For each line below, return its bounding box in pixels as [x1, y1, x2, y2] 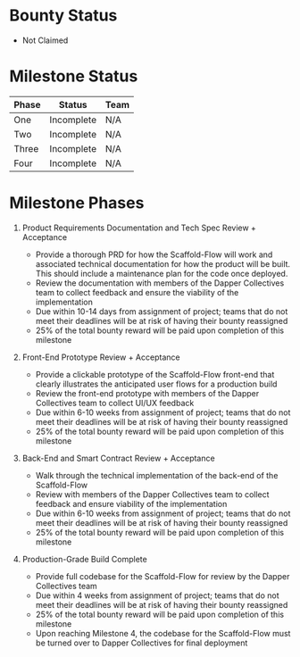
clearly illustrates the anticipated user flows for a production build [35, 378, 278, 389]
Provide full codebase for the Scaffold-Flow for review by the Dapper [35, 570, 290, 581]
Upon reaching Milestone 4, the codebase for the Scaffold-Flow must [35, 628, 291, 638]
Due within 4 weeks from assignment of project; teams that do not [35, 590, 279, 601]
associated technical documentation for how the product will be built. [35, 258, 291, 269]
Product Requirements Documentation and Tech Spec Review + [21, 222, 257, 233]
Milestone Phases [9, 193, 145, 213]
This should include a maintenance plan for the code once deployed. [35, 268, 288, 279]
